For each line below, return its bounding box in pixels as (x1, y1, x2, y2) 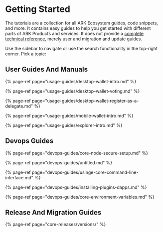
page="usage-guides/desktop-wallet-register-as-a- (31, 98, 139, 104)
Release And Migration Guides (5, 208, 102, 217)
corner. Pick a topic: (5, 51, 46, 57)
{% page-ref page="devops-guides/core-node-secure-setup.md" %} (5, 150, 149, 156)
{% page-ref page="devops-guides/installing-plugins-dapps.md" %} (5, 184, 147, 190)
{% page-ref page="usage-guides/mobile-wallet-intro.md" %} (5, 113, 134, 118)
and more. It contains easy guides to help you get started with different (5, 25, 151, 31)
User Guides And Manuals (5, 65, 88, 74)
